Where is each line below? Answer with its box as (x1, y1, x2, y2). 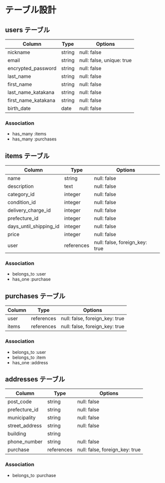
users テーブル (5, 26, 50, 34)
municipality (7, 414, 36, 421)
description (7, 183, 34, 190)
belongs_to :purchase (12, 472, 56, 478)
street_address (7, 422, 42, 429)
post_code (7, 398, 32, 405)
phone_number (7, 438, 43, 445)
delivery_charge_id (7, 207, 51, 214)
